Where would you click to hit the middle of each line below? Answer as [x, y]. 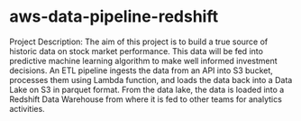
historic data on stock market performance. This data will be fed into [137, 51]
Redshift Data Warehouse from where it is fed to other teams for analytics [146, 99]
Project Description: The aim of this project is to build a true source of [139, 42]
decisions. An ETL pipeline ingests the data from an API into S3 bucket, [141, 70]
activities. [27, 108]
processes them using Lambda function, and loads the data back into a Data [151, 79]
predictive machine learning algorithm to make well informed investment [143, 60]
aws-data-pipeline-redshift [114, 17]
